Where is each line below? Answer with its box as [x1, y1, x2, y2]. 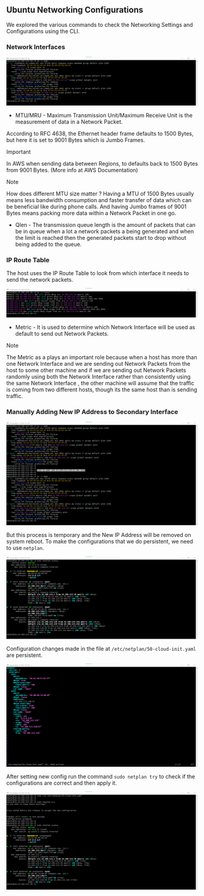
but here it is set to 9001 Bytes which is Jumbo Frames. [6, 136, 145, 144]
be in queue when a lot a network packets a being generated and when [15, 228, 194, 235]
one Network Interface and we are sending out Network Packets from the [6, 360, 191, 368]
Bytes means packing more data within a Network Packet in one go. [6, 209, 177, 217]
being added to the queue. [15, 240, 82, 248]
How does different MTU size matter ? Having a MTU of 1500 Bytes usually [6, 190, 194, 197]
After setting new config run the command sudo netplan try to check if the [6, 773, 195, 780]
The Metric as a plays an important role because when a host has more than [6, 354, 197, 361]
